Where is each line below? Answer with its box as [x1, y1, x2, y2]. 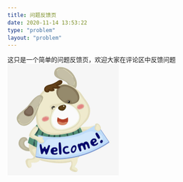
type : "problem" [7, 26, 56, 34]
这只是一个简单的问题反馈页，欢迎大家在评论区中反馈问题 [7, 56, 176, 64]
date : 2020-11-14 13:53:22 [7, 19, 88, 26]
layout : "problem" [7, 34, 62, 41]
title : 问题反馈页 [7, 11, 57, 19]
